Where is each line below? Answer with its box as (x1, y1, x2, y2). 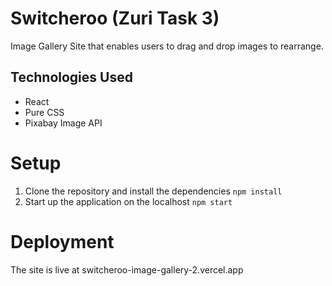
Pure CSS (24, 106, 65, 118)
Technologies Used (10, 69, 133, 86)
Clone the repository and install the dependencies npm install (24, 185, 283, 197)
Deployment (10, 230, 115, 253)
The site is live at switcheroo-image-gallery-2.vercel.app (10, 263, 244, 276)
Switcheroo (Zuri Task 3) (10, 7, 220, 30)
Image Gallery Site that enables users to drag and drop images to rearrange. (10, 40, 324, 52)
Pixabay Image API (24, 117, 103, 129)
